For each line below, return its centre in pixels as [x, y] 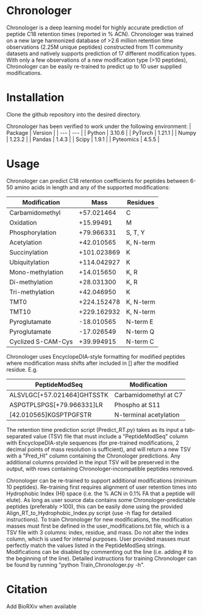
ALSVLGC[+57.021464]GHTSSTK [59, 395]
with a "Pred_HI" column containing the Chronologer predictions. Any [94, 456]
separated [19, 436]
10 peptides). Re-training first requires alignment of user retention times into [101, 487]
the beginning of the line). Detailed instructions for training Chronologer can [101, 558]
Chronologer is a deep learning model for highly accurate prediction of [95, 27]
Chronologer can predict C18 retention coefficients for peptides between [98, 181]
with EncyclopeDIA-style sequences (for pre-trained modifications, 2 [93, 442]
